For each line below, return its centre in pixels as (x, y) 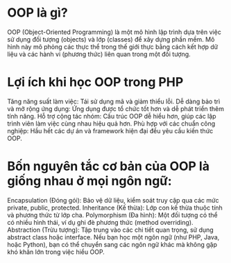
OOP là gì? (37, 13)
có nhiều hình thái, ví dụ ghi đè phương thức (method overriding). (100, 222)
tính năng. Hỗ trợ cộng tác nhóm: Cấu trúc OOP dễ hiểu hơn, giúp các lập (112, 116)
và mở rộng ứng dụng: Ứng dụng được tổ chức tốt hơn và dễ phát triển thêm (115, 108)
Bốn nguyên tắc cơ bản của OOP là (109, 166)
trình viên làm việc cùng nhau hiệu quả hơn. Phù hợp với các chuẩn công (111, 124)
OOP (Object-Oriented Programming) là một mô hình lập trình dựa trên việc (114, 32)
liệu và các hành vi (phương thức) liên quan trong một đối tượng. (99, 54)
